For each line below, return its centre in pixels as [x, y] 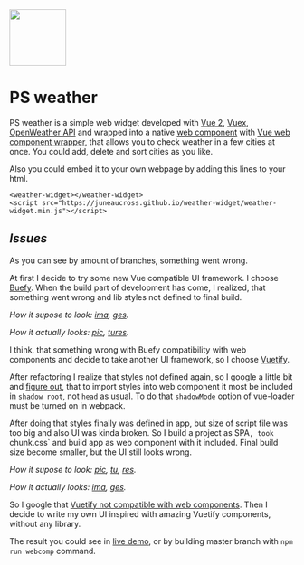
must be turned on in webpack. [67, 405]
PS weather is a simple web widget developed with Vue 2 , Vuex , [129, 122]
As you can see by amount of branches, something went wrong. [129, 260]
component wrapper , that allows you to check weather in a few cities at [142, 141]
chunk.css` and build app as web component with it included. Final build [144, 442]
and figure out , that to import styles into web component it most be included [152, 386]
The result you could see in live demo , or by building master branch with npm [152, 541]
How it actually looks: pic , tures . [69, 332]
